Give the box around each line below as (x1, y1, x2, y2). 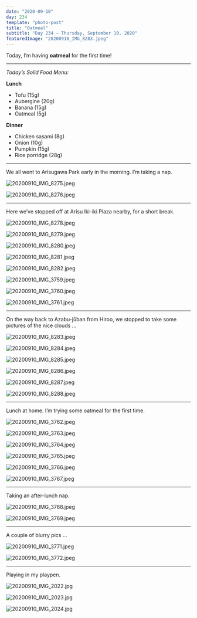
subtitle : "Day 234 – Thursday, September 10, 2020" (6, 30, 138, 36)
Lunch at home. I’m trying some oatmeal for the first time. (6, 407, 145, 414)
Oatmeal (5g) (14, 110, 47, 117)
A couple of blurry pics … (6, 532, 67, 538)
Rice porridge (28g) (14, 152, 63, 158)
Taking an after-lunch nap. (6, 492, 70, 499)
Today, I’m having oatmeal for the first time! (6, 52, 112, 59)
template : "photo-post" (6, 19, 64, 25)
